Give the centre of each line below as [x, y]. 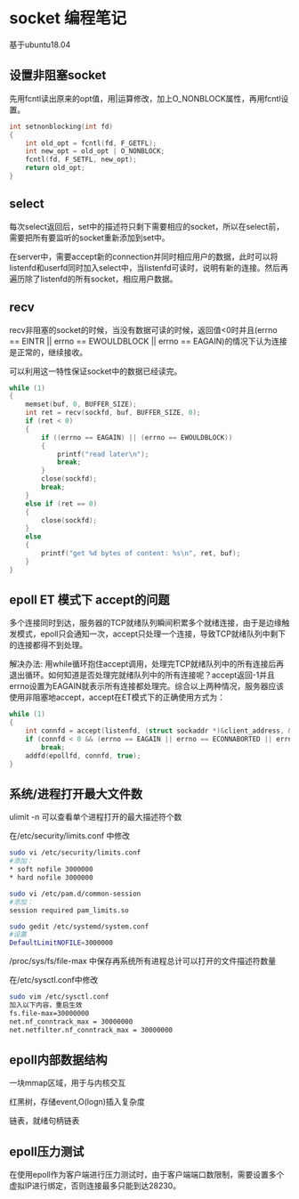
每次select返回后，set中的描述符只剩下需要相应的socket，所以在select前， [147, 226]
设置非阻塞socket [58, 75]
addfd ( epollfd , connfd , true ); [83, 756]
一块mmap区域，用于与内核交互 [68, 1083]
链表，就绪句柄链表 [44, 1121]
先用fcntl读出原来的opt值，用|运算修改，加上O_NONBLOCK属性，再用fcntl [145, 98]
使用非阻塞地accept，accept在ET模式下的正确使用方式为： [117, 697]
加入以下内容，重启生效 [46, 1005]
